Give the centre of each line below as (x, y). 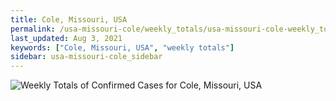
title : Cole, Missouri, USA (69, 19)
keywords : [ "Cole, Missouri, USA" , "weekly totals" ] (122, 47)
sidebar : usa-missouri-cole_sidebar (86, 57)
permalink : (33, 29)
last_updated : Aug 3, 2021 (66, 38)
